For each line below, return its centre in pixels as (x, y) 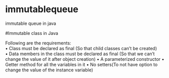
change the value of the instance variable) (49, 70)
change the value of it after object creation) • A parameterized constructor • (85, 59)
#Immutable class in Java (32, 33)
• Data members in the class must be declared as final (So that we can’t (80, 54)
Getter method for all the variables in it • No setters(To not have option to (81, 64)
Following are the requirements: (38, 43)
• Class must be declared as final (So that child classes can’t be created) (81, 48)
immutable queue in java (31, 23)
